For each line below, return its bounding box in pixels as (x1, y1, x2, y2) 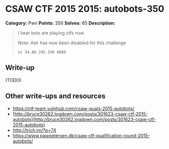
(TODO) (5, 77, 22, 83)
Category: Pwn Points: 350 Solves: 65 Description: (5, 20, 116, 26)
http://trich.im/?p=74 (12, 127, 57, 133)
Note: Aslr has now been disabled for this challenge (17, 39, 126, 46)
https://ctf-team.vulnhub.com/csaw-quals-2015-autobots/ (12, 105, 135, 111)
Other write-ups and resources (5, 92, 106, 101)
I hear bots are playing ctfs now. (17, 30, 85, 36)
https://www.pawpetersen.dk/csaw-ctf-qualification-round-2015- (12, 132, 150, 138)
